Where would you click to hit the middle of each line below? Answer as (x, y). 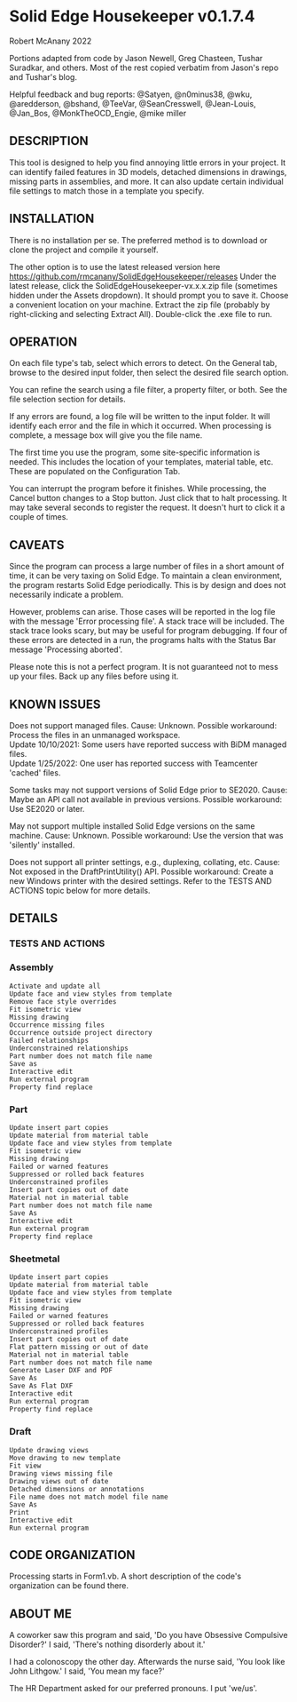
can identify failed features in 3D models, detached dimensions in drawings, (148, 171)
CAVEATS (37, 545)
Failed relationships (49, 1040)
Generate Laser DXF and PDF (61, 1371)
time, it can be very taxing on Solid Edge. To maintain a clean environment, (145, 576)
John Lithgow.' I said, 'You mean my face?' (87, 1671)
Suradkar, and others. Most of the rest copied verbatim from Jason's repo (144, 68)
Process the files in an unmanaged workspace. (95, 735)
